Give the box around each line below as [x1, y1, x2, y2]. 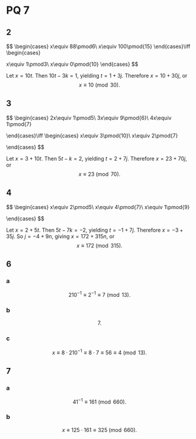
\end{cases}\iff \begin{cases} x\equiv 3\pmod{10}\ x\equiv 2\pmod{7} [6, 132, 178, 139]
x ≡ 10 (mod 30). [79, 81, 120, 88]
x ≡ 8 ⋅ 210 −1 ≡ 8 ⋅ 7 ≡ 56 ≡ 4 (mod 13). [52, 348, 147, 356]
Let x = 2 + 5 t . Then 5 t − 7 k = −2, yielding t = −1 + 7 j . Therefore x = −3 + [6, 226, 184, 233]
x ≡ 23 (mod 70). [78, 170, 121, 178]
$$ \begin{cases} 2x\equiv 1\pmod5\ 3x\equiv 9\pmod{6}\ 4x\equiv [6, 114, 172, 121]
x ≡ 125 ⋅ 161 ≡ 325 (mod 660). [62, 426, 137, 433]
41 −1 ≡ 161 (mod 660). [72, 397, 127, 405]
